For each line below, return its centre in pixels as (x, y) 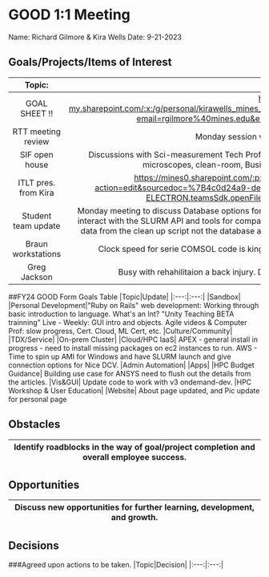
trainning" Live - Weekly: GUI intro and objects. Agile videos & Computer (128, 322)
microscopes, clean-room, (193, 165)
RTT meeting (37, 132)
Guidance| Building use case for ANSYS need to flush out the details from (130, 373)
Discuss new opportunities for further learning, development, (134, 507)
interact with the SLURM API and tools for (155, 221)
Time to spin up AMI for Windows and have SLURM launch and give (120, 356)
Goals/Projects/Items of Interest (90, 62)
